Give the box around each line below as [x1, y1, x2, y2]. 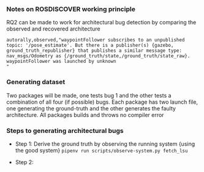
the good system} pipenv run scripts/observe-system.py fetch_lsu [15, 146, 188, 154]
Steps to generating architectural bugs [6, 126, 124, 135]
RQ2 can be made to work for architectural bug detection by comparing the [6, 19, 197, 26]
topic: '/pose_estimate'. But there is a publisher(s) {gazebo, [6, 42, 174, 49]
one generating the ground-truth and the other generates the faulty [6, 104, 176, 112]
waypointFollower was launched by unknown [6, 59, 116, 65]
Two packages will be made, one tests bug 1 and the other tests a [6, 91, 172, 99]
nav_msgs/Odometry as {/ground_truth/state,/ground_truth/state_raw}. [6, 53, 191, 59]
